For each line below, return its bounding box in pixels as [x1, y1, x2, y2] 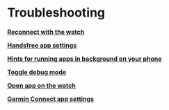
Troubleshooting [7, 5, 106, 21]
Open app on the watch [7, 81, 77, 89]
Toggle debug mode [7, 68, 67, 76]
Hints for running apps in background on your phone [7, 54, 162, 63]
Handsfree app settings [7, 41, 77, 49]
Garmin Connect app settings [7, 95, 95, 103]
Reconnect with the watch [7, 28, 85, 36]
